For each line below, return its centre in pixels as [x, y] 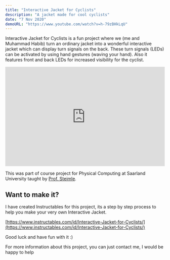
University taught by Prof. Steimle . [41, 179]
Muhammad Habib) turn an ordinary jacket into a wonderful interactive [78, 44]
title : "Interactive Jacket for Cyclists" [51, 10]
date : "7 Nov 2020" [26, 19]
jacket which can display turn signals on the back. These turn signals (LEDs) [85, 49]
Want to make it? [32, 195]
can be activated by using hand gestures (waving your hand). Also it [76, 55]
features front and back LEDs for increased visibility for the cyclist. [75, 60]
